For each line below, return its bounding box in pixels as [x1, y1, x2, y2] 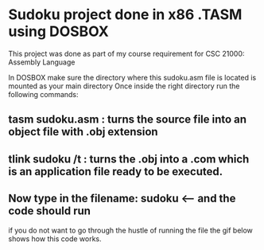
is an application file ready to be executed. [8, 165, 223, 178]
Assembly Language [8, 57, 76, 67]
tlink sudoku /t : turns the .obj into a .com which [8, 152, 250, 166]
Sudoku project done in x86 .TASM [8, 6, 243, 24]
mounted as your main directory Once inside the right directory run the [8, 81, 240, 91]
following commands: [8, 89, 79, 99]
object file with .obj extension [8, 125, 158, 139]
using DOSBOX [8, 22, 109, 41]
